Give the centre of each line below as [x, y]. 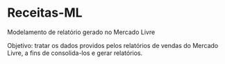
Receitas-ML [45, 13]
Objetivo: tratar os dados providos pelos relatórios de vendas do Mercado [113, 45]
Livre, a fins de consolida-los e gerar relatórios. [75, 53]
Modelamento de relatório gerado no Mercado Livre [81, 32]
